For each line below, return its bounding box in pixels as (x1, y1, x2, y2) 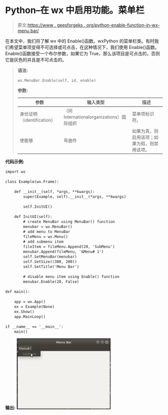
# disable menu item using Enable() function (23, 274, 120, 279)
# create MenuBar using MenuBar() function (23, 219, 115, 224)
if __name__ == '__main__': (5, 324, 64, 329)
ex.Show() (14, 309, 35, 314)
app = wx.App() (14, 299, 46, 304)
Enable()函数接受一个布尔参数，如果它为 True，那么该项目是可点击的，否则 (5, 50, 160, 56)
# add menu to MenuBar (23, 229, 70, 234)
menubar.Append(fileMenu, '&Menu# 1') (23, 249, 104, 254)
